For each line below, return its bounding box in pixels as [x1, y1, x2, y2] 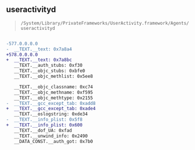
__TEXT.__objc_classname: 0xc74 [14, 84, 93, 90]
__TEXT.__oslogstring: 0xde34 [14, 111, 88, 117]
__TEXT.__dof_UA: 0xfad [14, 127, 72, 134]
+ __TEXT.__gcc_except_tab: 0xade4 [6, 105, 96, 112]
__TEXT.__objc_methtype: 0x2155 [14, 95, 93, 101]
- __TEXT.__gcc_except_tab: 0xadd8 [6, 100, 96, 106]
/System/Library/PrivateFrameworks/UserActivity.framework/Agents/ [20, 20, 189, 26]
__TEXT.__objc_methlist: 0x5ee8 [14, 73, 93, 80]
